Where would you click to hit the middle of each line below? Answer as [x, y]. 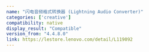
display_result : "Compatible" [44, 28]
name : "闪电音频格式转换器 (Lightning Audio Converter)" [75, 12]
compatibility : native [35, 23]
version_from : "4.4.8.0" [37, 34]
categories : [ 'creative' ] [38, 17]
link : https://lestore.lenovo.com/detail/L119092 [70, 39]
